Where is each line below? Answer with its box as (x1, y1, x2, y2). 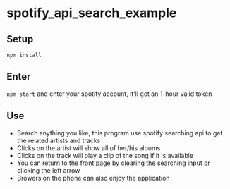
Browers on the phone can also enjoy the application (16, 173, 170, 182)
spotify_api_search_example (6, 5, 177, 21)
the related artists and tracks (16, 136, 101, 145)
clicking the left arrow (16, 166, 80, 174)
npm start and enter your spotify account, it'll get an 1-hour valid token (6, 90, 212, 98)
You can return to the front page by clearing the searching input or (16, 159, 211, 167)
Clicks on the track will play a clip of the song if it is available (16, 151, 194, 159)
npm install (6, 51, 42, 59)
